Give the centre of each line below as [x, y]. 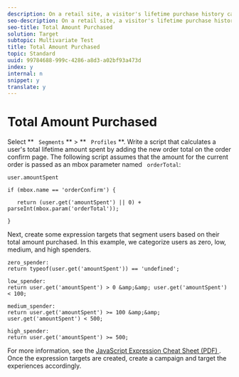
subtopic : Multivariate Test [51, 41]
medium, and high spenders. [49, 249]
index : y [20, 67]
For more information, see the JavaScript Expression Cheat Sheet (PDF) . [115, 351]
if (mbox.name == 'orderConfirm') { [62, 190]
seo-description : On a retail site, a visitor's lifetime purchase [110, 21]
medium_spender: [31, 306]
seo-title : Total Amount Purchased [60, 27]
